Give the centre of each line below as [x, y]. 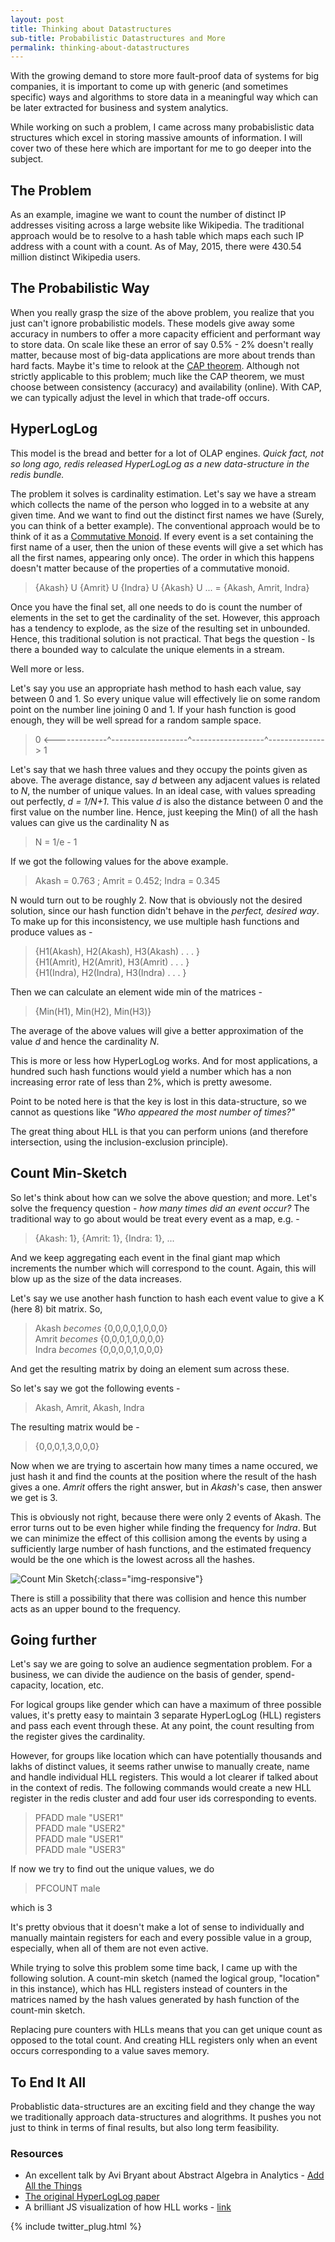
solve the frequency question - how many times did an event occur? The [160, 1208]
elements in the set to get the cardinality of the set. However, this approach [165, 617]
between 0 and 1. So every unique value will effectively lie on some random [165, 698]
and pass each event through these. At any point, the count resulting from [162, 1726]
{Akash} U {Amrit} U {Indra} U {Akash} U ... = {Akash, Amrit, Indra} [172, 587]
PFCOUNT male [67, 1888]
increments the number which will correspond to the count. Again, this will [163, 1268]
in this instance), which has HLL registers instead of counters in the [149, 1989]
